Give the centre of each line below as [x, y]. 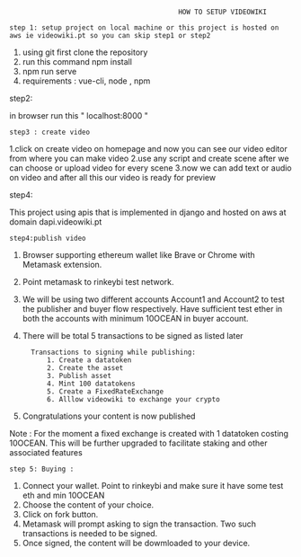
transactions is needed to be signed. [90, 533]
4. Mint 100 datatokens [91, 384]
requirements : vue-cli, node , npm [86, 81]
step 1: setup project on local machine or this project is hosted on [144, 28]
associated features [46, 452]
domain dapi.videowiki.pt [56, 222]
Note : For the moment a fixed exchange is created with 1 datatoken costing [149, 433]
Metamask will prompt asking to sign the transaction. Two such [139, 524]
